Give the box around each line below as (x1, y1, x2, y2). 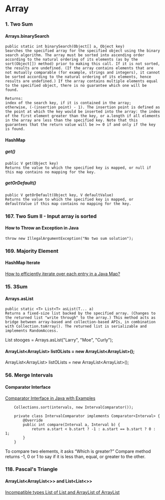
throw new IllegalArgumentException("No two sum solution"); (5, 236, 134, 241)
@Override (23, 418, 43, 423)
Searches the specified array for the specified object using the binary (5, 48, 161, 54)
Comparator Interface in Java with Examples (5, 395, 95, 401)
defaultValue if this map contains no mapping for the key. (5, 201, 132, 206)
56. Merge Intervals (5, 372, 53, 379)
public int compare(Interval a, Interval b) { (23, 422, 121, 427)
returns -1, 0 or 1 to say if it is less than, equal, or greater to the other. (5, 453, 146, 459)
